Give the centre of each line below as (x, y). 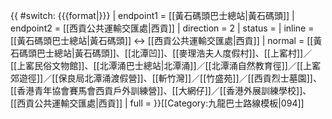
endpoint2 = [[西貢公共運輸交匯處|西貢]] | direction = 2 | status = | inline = (162, 28)
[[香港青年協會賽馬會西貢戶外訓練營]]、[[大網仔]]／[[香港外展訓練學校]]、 (161, 90)
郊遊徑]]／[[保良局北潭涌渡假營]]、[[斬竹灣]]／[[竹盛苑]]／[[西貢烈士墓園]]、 (166, 78)
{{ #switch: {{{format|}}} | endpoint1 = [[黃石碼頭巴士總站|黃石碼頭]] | (152, 15)
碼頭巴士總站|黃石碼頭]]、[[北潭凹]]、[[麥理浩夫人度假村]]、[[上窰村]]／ (165, 53)
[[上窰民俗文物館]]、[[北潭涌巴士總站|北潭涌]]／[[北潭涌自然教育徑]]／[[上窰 (166, 65)
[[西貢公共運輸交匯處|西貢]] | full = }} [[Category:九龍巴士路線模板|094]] (157, 103)
